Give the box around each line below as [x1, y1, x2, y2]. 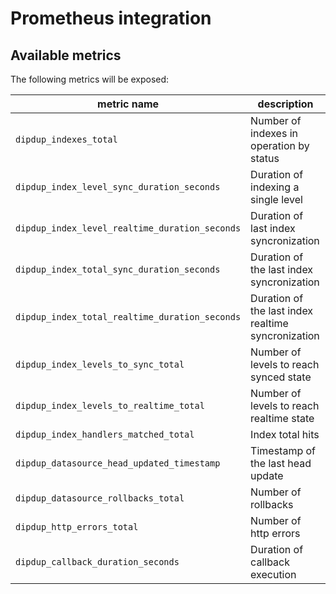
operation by [250, 139, 310, 152]
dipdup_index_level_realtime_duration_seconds [15, 223, 242, 234]
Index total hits [250, 428, 320, 441]
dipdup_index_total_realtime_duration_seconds [15, 312, 242, 322]
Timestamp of [250, 444, 317, 457]
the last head [250, 457, 312, 470]
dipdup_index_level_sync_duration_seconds [15, 182, 221, 192]
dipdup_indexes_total [15, 134, 118, 145]
